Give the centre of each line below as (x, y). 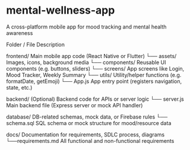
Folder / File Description (36, 44)
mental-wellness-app (61, 10)
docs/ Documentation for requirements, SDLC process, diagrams (85, 135)
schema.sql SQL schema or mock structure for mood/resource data (89, 123)
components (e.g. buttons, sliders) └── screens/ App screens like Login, (95, 68)
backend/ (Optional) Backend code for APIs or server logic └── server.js (95, 99)
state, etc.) (19, 87)
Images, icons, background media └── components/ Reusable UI (86, 62)
